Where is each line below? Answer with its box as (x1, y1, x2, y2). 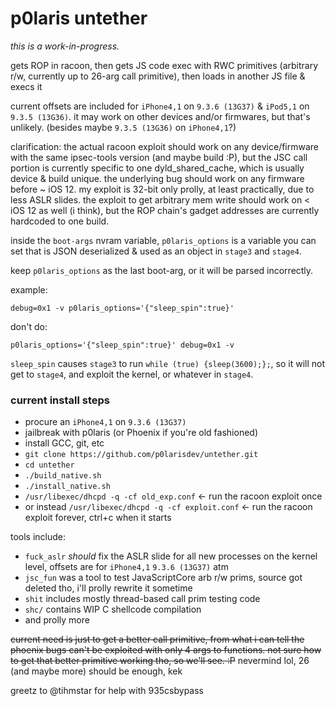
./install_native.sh (24, 482, 111, 492)
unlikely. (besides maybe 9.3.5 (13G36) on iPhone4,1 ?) (10, 121, 237, 133)
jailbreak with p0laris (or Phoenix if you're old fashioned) (24, 427, 259, 439)
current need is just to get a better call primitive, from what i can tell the (10, 633, 305, 646)
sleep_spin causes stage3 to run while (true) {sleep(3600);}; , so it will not (10, 357, 325, 369)
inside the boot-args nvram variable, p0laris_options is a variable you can (10, 234, 317, 246)
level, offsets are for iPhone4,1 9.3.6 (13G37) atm (24, 561, 229, 573)
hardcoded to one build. (10, 215, 110, 227)
